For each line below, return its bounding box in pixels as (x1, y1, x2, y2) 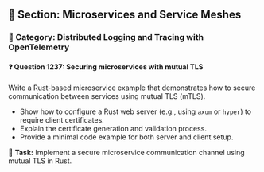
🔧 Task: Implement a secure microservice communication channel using (8, 147, 245, 157)
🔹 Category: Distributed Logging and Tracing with (8, 32, 204, 43)
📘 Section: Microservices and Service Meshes (8, 8, 242, 21)
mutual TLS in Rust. (8, 156, 72, 166)
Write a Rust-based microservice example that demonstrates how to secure (8, 83, 256, 92)
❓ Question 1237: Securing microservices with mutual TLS (8, 61, 204, 72)
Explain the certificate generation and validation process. (19, 123, 207, 133)
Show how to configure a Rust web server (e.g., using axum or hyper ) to (19, 107, 252, 116)
